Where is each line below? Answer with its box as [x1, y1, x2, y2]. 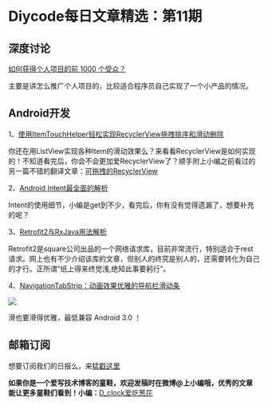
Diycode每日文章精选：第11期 [8, 7, 203, 26]
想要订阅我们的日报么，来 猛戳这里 [8, 360, 120, 371]
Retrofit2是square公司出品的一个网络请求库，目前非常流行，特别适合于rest [8, 244, 254, 254]
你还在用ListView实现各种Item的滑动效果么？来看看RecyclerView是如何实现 [8, 146, 256, 155]
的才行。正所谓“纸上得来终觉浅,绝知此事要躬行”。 [8, 264, 171, 273]
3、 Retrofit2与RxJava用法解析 [8, 226, 108, 236]
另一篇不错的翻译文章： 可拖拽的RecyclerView [8, 166, 158, 175]
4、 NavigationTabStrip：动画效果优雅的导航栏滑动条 [8, 281, 181, 290]
